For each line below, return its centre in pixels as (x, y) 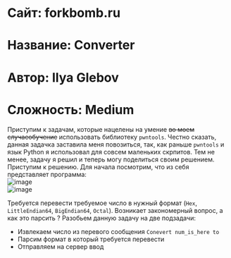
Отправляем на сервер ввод (61, 246)
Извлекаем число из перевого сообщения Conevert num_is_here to (118, 231)
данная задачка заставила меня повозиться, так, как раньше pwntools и (116, 144)
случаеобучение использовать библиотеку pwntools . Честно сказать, (112, 137)
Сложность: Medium (71, 110)
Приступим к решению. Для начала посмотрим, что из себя (98, 166)
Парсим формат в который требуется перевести (91, 239)
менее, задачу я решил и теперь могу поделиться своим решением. (111, 159)
